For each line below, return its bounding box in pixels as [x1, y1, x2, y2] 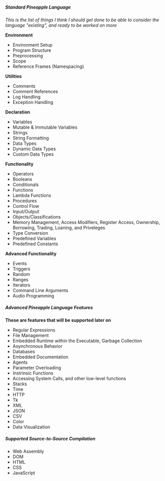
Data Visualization [12, 424, 50, 430]
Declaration [5, 109, 30, 115]
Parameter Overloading [12, 364, 62, 371]
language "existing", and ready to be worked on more [5, 22, 117, 28]
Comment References [12, 88, 58, 94]
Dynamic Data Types [12, 145, 57, 152]
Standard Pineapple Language [5, 4, 71, 10]
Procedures [12, 198, 37, 204]
